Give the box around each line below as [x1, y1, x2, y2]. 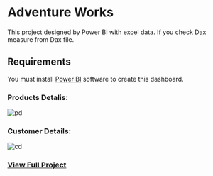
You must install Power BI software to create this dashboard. [7, 75, 184, 83]
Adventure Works [7, 4, 114, 21]
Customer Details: [7, 126, 72, 136]
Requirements [7, 56, 71, 68]
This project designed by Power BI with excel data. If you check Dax [7, 28, 207, 36]
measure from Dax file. [7, 35, 75, 43]
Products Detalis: [7, 92, 69, 102]
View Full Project [7, 160, 67, 170]
